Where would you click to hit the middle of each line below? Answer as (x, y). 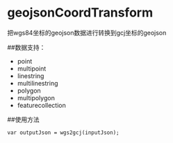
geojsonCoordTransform (80, 13)
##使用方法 (23, 120)
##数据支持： (26, 47)
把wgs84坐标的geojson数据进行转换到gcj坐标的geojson (87, 32)
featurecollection (41, 105)
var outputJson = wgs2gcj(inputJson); (63, 133)
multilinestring (38, 83)
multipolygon (36, 97)
